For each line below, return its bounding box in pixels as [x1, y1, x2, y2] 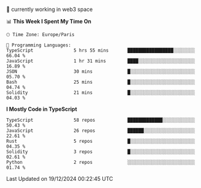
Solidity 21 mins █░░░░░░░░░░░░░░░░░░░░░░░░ [6, 90, 196, 96]
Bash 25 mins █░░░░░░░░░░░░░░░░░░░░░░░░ [6, 79, 196, 85]
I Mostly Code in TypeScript [6, 105, 77, 113]
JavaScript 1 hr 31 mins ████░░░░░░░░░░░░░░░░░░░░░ [6, 58, 196, 64]
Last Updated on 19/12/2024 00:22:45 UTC [6, 175, 113, 182]
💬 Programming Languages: [6, 42, 71, 48]
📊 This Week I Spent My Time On [6, 18, 91, 25]
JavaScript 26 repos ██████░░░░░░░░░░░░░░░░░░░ [6, 128, 196, 134]
